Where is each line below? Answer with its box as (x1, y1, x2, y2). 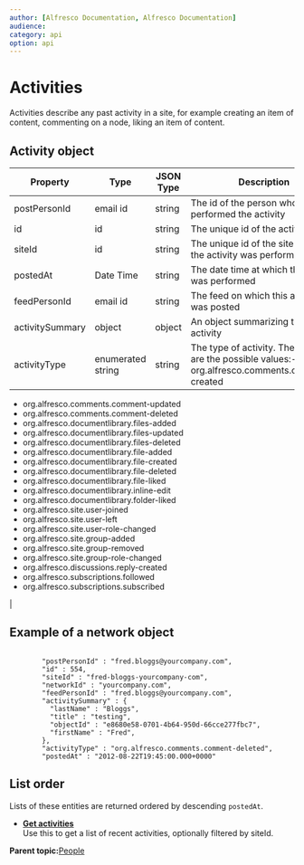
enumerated (94, 353, 147, 365)
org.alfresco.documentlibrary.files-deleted (22, 437, 181, 448)
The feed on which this (190, 290, 288, 301)
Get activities (22, 818, 74, 829)
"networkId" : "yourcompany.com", (42, 680, 172, 689)
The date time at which (190, 263, 288, 276)
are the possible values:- (190, 353, 298, 365)
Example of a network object (9, 625, 175, 641)
